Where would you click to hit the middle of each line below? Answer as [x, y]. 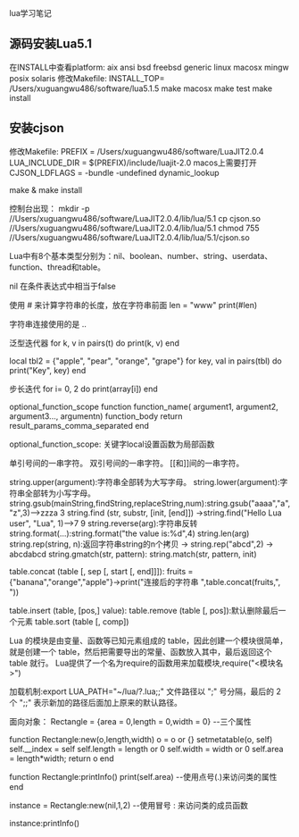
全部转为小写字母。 [60, 493]
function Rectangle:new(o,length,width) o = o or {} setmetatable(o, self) [141, 739]
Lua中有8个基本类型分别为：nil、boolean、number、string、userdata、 [141, 255]
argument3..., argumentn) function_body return [96, 416]
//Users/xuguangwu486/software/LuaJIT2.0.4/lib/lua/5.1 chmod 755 [135, 228]
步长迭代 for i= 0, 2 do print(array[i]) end [83, 389]
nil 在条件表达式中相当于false [62, 286]
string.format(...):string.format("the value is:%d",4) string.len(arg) [129, 533]
